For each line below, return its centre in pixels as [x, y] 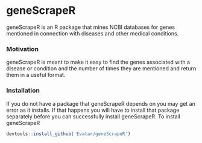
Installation [23, 91]
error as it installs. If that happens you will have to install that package [93, 110]
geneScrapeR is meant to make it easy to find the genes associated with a [98, 62]
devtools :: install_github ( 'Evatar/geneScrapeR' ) [68, 134]
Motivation [23, 49]
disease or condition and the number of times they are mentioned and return [101, 68]
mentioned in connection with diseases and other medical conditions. [93, 33]
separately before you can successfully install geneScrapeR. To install [93, 116]
